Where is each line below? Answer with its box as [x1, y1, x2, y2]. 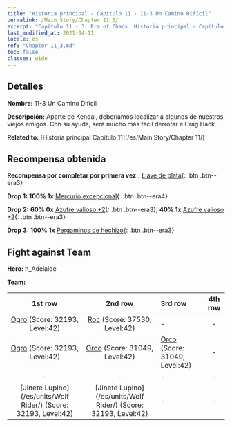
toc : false [7, 49, 39, 56]
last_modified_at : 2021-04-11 [7, 29, 95, 37]
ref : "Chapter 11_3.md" [7, 42, 76, 49]
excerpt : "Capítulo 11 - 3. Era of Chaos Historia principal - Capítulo [7, 23, 224, 30]
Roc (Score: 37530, [87, 315, 152, 325]
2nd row [106, 298, 134, 308]
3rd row [160, 298, 187, 308]
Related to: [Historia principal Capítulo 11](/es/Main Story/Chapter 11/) [7, 133, 205, 142]
